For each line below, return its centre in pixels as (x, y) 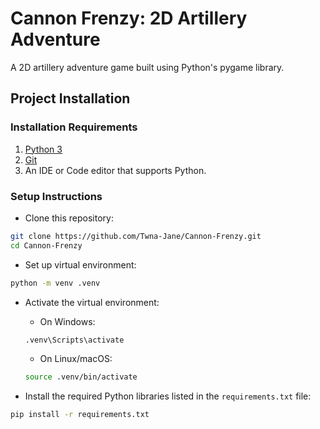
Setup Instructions (56, 196)
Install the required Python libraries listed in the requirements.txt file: (168, 396)
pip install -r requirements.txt (80, 415)
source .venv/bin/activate (81, 377)
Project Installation (70, 98)
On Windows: (67, 321)
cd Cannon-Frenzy (46, 245)
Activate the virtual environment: (92, 302)
